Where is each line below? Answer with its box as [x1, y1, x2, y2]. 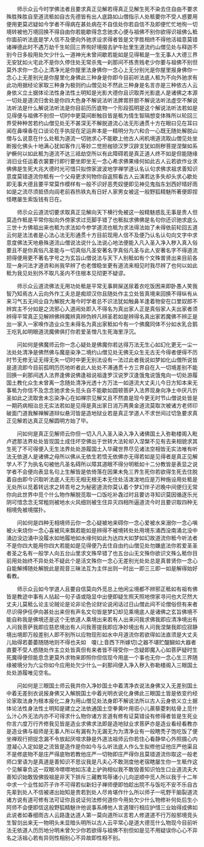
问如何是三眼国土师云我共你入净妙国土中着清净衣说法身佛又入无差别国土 [16, 682, 198, 689]
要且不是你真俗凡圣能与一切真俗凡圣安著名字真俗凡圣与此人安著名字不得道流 [6, 247, 198, 254]
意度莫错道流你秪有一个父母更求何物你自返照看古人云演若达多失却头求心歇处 [6, 173, 198, 180]
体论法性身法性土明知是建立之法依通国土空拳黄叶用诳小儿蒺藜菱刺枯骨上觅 [6, 705, 192, 712]
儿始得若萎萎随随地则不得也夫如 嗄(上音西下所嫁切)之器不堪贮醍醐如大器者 [6, 639, 197, 645]
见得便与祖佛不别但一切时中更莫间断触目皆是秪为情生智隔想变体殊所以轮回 [6, 112, 192, 119]
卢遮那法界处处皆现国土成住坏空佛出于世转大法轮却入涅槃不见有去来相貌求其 [6, 438, 198, 445]
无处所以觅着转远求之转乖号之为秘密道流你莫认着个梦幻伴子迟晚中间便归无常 [6, 483, 198, 490]
